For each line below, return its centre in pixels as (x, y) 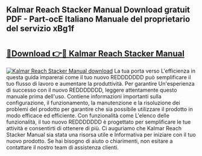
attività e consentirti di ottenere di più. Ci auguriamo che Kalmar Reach (94, 128)
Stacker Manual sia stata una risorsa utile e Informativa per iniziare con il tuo (101, 135)
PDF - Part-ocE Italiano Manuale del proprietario (98, 19)
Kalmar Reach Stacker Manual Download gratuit (98, 10)
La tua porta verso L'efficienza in (155, 71)
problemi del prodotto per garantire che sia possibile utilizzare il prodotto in (99, 109)
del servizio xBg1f (40, 28)
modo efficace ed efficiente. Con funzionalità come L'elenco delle (88, 115)
